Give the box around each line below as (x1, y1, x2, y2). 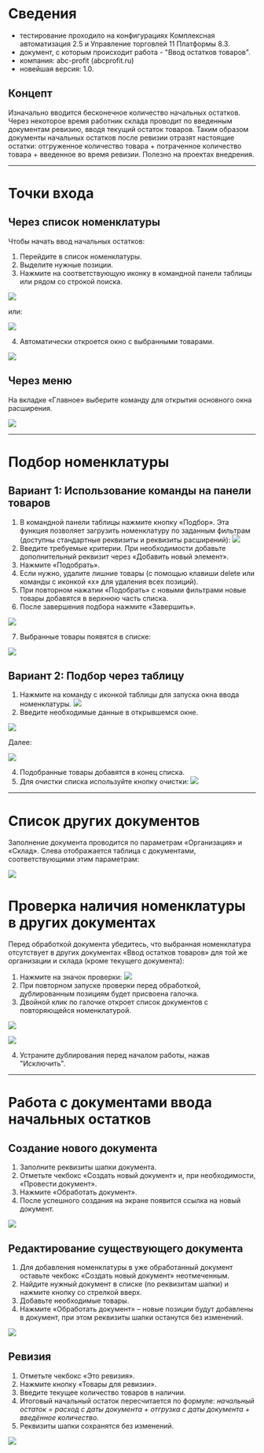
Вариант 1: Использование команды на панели (8, 484, 251, 497)
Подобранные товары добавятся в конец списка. (19, 768, 185, 777)
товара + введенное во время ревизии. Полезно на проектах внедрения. (8, 149, 255, 159)
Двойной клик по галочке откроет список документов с (19, 997, 209, 1007)
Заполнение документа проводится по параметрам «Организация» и (8, 838, 242, 847)
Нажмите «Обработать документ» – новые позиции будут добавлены (19, 1304, 254, 1314)
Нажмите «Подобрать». (19, 560, 101, 570)
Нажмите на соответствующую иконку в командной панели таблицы (19, 268, 252, 277)
